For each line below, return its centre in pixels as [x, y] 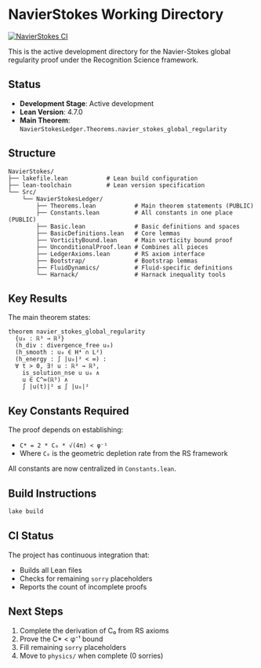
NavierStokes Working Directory [116, 15]
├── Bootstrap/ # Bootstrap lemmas [117, 261]
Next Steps [36, 612]
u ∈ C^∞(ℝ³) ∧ [45, 380]
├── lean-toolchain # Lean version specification [107, 185]
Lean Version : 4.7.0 [51, 112]
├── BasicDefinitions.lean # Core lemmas [108, 233]
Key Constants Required [69, 411]
